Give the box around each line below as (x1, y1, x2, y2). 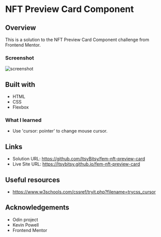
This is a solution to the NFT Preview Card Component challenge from (5, 36, 149, 42)
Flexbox (12, 104, 29, 110)
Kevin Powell (12, 221, 39, 228)
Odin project (12, 216, 38, 222)
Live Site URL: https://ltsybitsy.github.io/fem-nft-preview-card (12, 161, 140, 167)
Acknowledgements (5, 203, 69, 212)
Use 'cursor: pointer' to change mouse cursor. (12, 128, 107, 134)
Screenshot (5, 54, 34, 61)
